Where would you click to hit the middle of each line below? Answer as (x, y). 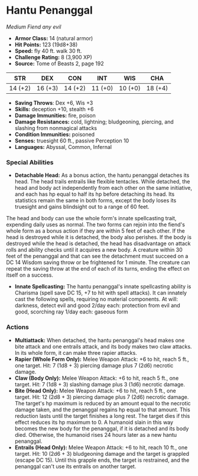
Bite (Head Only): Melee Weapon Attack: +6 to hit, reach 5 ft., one (95, 391)
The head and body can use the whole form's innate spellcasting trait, (91, 218)
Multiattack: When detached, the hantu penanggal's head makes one (100, 340)
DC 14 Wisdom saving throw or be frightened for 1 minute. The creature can (98, 262)
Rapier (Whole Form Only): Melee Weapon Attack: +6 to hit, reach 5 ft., (102, 359)
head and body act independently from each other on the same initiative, (103, 188)
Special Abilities (30, 162)
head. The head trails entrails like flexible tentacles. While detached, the (102, 182)
